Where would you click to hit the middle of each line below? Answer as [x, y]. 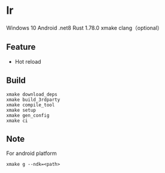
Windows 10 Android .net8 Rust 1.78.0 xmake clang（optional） [85, 28]
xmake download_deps [32, 94]
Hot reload [28, 61]
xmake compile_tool [31, 105]
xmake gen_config [28, 115]
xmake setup [21, 110]
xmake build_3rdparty [33, 100]
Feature [21, 47]
